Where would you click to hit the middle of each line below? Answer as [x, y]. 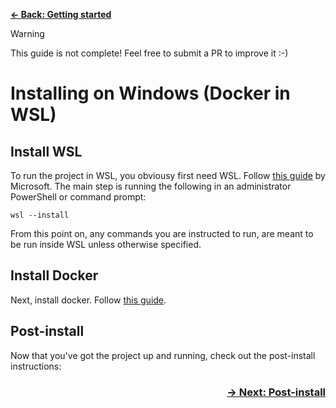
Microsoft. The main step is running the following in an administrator [151, 186]
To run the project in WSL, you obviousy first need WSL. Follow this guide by [168, 175]
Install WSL [46, 151]
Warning [27, 33]
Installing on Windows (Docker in [150, 93]
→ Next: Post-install [276, 392]
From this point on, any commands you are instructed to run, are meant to [162, 233]
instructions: [36, 366]
